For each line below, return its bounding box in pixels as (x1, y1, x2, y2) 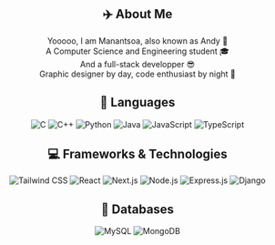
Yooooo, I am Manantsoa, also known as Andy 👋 (46, 35, 229, 46)
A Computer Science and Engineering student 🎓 (45, 46, 230, 56)
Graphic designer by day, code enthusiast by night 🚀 (38, 68, 237, 79)
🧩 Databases (101, 201, 174, 217)
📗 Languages (99, 95, 176, 110)
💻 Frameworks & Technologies (47, 147, 228, 162)
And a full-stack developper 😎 (79, 58, 196, 69)
